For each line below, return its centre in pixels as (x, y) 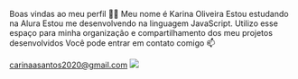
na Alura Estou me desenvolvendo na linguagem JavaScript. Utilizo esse (144, 23)
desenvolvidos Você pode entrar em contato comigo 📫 (112, 43)
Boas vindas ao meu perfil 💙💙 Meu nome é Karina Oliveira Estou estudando (149, 14)
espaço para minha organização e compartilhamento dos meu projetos (141, 33)
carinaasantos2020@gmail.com (69, 65)
